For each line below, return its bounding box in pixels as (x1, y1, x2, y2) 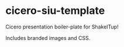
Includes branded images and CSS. (5, 34, 91, 41)
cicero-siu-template (5, 4, 105, 17)
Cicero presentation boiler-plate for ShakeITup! (5, 23, 119, 30)
